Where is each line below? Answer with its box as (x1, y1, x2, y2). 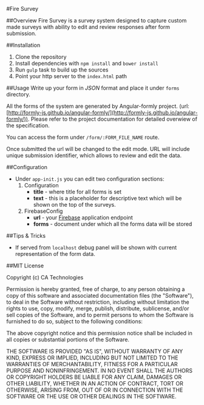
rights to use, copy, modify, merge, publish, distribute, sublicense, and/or (6, 305, 189, 312)
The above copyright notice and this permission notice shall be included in (6, 330, 192, 336)
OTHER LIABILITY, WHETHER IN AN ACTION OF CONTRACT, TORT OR (6, 380, 183, 387)
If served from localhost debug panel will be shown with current (15, 244, 177, 251)
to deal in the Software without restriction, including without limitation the (6, 298, 189, 306)
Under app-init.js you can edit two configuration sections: (15, 175, 165, 182)
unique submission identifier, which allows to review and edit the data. (6, 152, 182, 159)
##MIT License (6, 262, 44, 269)
